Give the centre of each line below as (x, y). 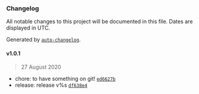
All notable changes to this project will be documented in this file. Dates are (100, 22)
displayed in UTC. (28, 28)
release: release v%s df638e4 (51, 85)
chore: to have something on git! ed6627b (65, 78)
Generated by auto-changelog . (44, 40)
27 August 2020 (41, 67)
